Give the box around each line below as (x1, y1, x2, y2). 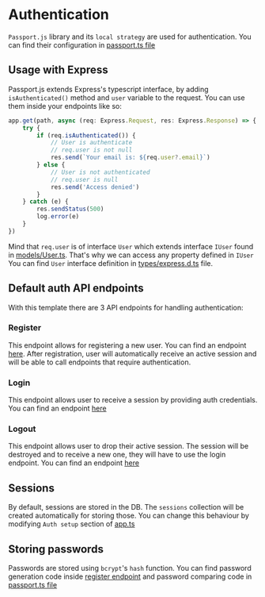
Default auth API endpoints (8, 282, 144, 295)
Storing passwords (8, 542, 104, 556)
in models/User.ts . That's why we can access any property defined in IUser (8, 250, 255, 260)
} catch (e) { (22, 198, 69, 206)
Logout (8, 423, 36, 434)
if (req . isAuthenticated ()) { (36, 131, 136, 140)
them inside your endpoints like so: (8, 101, 123, 110)
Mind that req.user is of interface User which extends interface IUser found (8, 241, 254, 251)
